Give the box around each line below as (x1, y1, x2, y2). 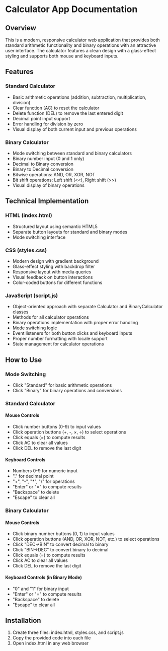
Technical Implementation (5, 197, 89, 205)
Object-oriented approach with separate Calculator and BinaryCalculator (12, 304, 163, 310)
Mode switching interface (12, 234, 66, 240)
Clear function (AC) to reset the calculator (12, 105, 100, 111)
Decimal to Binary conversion (12, 161, 74, 167)
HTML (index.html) (5, 212, 52, 219)
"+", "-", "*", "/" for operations (12, 478, 75, 484)
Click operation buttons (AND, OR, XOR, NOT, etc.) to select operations (12, 536, 160, 542)
